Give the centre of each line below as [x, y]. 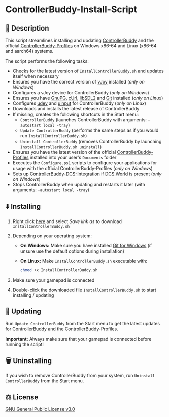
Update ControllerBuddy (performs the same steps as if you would [89, 130]
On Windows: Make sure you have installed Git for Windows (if [86, 245]
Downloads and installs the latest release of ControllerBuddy [76, 109]
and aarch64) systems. [29, 51]
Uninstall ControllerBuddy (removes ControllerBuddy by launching [91, 141]
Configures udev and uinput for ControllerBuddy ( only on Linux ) [79, 103]
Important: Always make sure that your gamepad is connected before [78, 339]
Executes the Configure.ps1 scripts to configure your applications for [85, 163]
